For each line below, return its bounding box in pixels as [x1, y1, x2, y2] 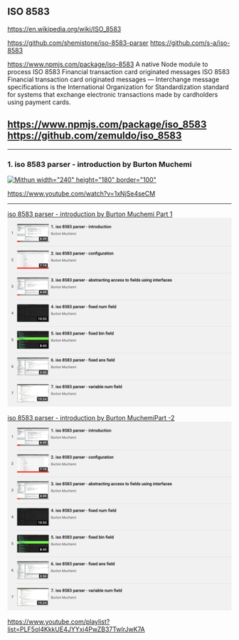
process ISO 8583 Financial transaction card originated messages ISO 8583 [7, 67, 230, 76]
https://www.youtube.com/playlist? [7, 617, 110, 626]
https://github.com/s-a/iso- [150, 39, 230, 47]
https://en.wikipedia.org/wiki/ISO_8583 [7, 24, 122, 33]
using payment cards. [7, 98, 71, 106]
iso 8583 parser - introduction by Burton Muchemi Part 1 [7, 210, 173, 218]
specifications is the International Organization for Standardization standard [7, 82, 229, 91]
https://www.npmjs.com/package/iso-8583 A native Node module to [7, 60, 208, 68]
